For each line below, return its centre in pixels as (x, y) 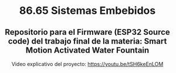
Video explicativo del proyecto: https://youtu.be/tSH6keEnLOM (87, 64)
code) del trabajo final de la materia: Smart (87, 41)
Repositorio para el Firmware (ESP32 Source (87, 32)
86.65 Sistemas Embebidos (87, 11)
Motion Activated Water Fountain (87, 50)
